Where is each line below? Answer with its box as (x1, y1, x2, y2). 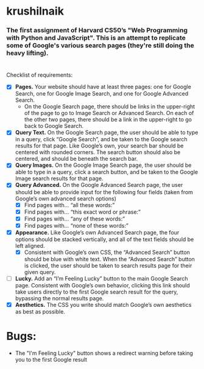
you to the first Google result (15, 356, 87, 363)
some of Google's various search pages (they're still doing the (6, 41, 194, 50)
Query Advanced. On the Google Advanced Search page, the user (15, 181, 183, 189)
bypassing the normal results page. (15, 294, 104, 302)
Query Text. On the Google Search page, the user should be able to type (15, 129, 199, 136)
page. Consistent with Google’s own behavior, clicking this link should (15, 281, 190, 289)
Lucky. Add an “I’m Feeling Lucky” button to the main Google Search (15, 275, 188, 282)
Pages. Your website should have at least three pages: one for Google (15, 83, 192, 91)
